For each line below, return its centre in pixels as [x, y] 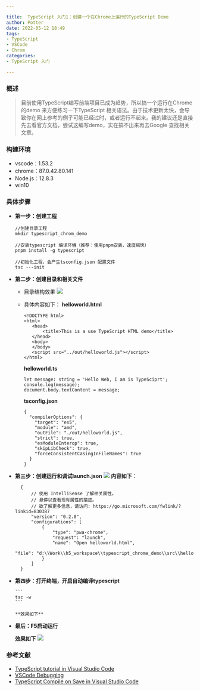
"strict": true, [55, 438]
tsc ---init [29, 267]
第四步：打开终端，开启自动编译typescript [67, 581]
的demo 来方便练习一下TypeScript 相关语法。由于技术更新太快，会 [102, 110]
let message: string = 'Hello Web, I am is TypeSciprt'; [96, 380]
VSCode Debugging [39, 675]
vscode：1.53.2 [34, 164]
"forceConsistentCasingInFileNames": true [88, 454]
